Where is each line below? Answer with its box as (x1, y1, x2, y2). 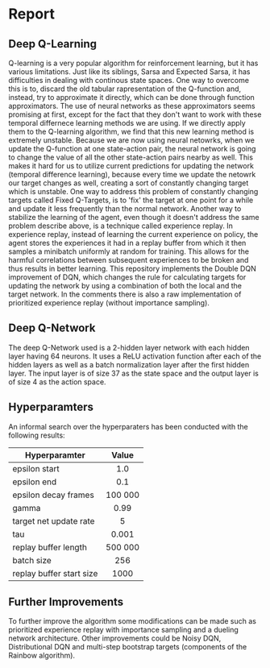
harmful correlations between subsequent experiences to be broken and (8, 255, 249, 264)
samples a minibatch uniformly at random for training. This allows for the (8, 247, 250, 256)
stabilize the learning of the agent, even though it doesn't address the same (8, 213, 260, 222)
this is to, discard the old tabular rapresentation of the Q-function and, (8, 84, 242, 93)
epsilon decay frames (12, 489, 94, 500)
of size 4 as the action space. (8, 376, 106, 387)
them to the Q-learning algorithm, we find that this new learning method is (8, 127, 255, 136)
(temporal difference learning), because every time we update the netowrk (8, 170, 256, 179)
